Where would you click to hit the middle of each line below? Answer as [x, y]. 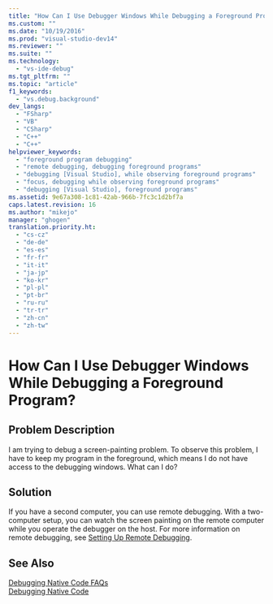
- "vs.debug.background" [58, 99]
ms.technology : [34, 62]
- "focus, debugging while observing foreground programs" [118, 182]
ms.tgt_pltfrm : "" [39, 76]
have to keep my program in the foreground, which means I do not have [128, 458]
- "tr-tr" [32, 310]
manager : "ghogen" [39, 220]
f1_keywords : [30, 91]
